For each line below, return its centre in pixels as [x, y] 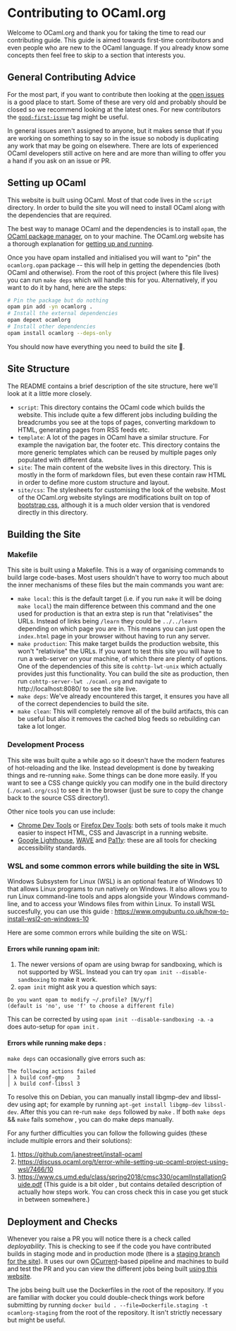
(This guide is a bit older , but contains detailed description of [133, 1185]
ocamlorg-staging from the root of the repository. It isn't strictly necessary [115, 1313]
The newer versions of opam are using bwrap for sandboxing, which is [120, 964]
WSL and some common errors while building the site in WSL [113, 866]
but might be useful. [36, 1320]
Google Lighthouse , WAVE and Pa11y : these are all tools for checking [117, 840]
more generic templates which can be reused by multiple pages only [117, 452]
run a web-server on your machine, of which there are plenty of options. [122, 659]
